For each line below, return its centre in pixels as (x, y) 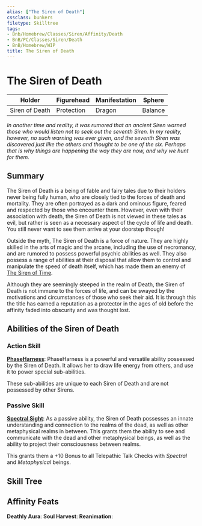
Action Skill (24, 346)
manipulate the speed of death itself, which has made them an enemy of (96, 266)
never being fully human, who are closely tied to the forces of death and (96, 197)
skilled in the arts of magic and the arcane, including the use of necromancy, (102, 247)
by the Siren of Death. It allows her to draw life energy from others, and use (100, 366)
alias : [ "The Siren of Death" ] (46, 12)
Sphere (154, 100)
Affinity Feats (33, 502)
